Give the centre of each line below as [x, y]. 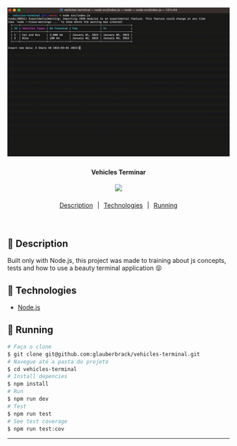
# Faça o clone [30, 346]
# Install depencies [38, 377]
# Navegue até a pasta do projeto [58, 362]
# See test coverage [38, 421]
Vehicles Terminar [119, 172]
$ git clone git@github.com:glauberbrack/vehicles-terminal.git [104, 354]
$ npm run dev [28, 399]
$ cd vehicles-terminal [42, 369]
